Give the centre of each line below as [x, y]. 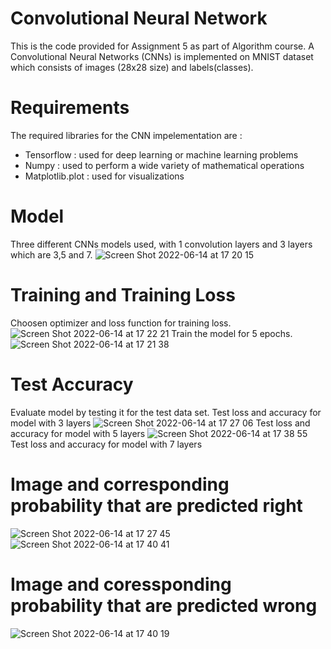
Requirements [70, 108]
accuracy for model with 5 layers [78, 433]
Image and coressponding [121, 584]
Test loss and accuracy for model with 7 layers [106, 444]
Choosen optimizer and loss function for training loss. [121, 323]
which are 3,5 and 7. [51, 254]
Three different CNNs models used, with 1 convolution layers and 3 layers [161, 244]
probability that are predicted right [156, 505]
